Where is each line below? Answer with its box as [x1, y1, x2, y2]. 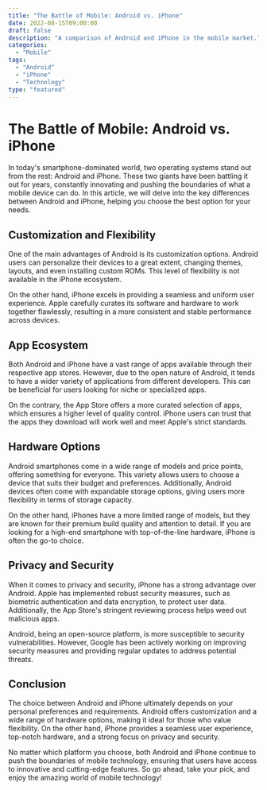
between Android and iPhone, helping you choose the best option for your [8, 196, 251, 207]
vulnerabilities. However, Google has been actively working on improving [8, 637, 246, 647]
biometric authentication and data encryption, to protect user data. [8, 597, 226, 606]
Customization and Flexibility [8, 228, 157, 242]
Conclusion [8, 677, 67, 691]
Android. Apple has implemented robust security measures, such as [8, 588, 230, 598]
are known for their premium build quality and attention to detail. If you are [8, 518, 252, 529]
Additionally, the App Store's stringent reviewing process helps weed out [8, 605, 247, 614]
